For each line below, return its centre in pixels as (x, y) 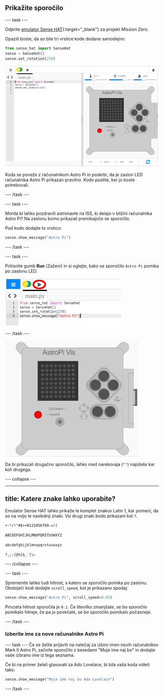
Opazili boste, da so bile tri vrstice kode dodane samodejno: (65, 39)
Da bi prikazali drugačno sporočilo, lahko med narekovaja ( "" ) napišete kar (80, 464)
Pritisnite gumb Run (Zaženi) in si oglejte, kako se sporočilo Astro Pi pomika (82, 266)
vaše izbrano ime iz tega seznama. (40, 655)
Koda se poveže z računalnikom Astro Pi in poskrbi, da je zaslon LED (74, 174)
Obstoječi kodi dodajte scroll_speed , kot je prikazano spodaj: (67, 588)
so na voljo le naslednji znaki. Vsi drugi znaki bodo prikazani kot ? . (72, 516)
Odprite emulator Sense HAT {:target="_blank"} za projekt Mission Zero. (77, 29)
